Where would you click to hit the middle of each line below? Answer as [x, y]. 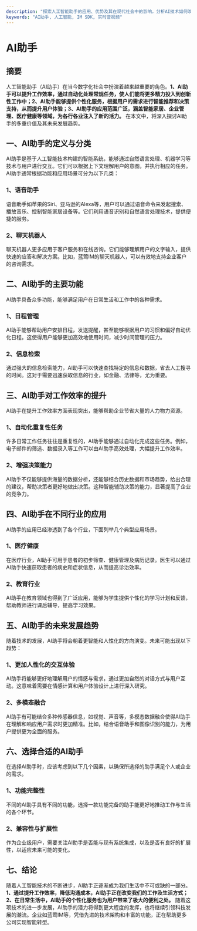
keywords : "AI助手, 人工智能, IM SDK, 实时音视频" [64, 17]
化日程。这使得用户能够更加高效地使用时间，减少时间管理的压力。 [86, 338]
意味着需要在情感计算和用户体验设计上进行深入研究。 [86, 686]
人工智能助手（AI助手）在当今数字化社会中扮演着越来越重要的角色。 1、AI [94, 86]
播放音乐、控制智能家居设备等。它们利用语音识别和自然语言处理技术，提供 [96, 211]
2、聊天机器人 [26, 235]
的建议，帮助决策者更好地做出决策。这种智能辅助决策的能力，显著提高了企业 [98, 486]
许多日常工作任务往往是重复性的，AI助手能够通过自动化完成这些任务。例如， [98, 441]
